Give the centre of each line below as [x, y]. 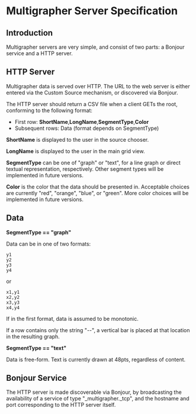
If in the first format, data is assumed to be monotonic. [73, 319]
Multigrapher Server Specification [92, 11]
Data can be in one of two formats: [49, 244]
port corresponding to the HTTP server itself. [61, 405]
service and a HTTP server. [39, 53]
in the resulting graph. [33, 336]
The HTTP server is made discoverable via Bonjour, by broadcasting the [94, 392]
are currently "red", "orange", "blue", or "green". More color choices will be [97, 193]
